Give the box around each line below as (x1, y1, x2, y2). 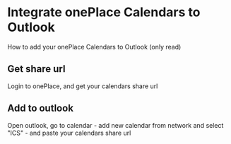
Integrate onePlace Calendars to (7, 4, 201, 20)
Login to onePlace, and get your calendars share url (7, 82, 158, 90)
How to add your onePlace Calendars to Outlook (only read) (7, 42, 182, 51)
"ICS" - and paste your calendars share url (7, 128, 131, 137)
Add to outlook (7, 102, 74, 114)
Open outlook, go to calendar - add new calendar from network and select (7, 121, 224, 129)
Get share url (7, 63, 66, 75)
